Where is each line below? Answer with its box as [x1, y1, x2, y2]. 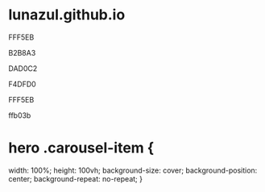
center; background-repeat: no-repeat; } [8, 173, 143, 183]
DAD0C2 [8, 63, 38, 73]
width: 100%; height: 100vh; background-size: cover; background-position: [8, 165, 258, 175]
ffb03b [8, 111, 31, 120]
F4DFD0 [8, 79, 36, 89]
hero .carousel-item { [8, 139, 155, 157]
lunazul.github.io [8, 6, 126, 24]
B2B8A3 [8, 48, 36, 57]
